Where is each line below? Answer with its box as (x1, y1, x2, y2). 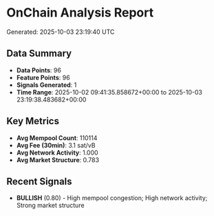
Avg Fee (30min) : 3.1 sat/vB (16, 141, 96, 149)
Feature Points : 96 (16, 73, 70, 81)
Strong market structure (16, 202, 85, 210)
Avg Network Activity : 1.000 (16, 148, 98, 157)
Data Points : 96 (16, 66, 61, 74)
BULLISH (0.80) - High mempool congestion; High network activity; (16, 194, 208, 202)
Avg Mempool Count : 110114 (16, 133, 98, 142)
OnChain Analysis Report (6, 5, 154, 21)
